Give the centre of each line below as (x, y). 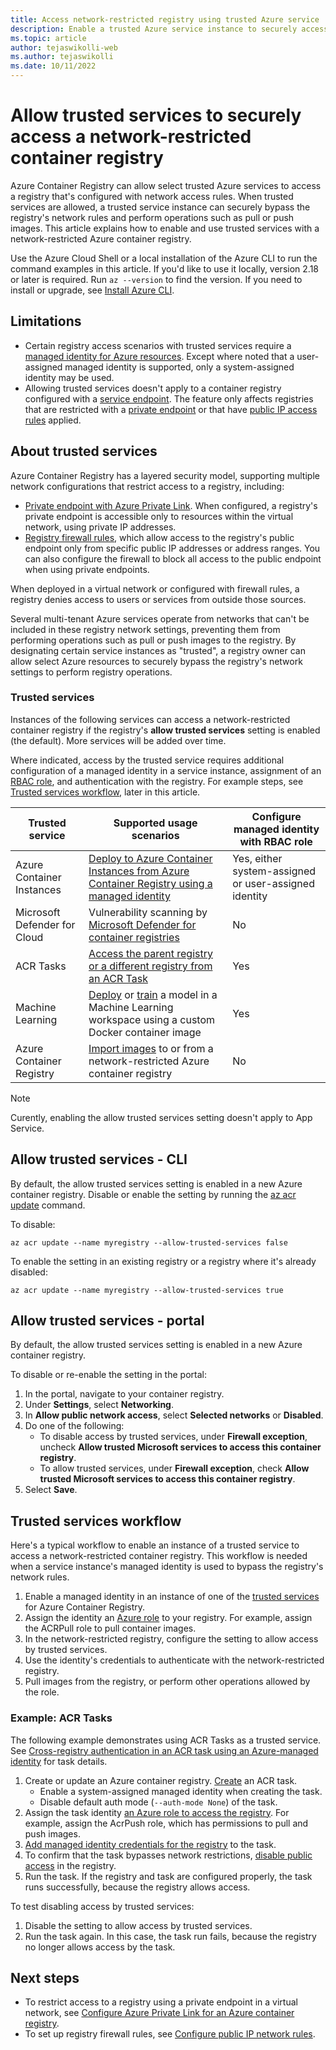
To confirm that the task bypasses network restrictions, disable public (168, 1855)
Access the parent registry (150, 953)
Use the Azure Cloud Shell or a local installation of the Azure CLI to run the (164, 258)
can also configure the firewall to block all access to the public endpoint (173, 558)
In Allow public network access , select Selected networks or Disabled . (174, 1415)
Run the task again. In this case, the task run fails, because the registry (170, 1936)
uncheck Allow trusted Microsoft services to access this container (180, 1447)
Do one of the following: (74, 1426)
